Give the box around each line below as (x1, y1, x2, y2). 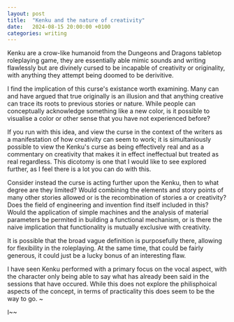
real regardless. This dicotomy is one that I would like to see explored (7, 158, 207, 166)
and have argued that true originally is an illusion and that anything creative (7, 92, 224, 101)
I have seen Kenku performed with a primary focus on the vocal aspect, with (7, 265, 227, 273)
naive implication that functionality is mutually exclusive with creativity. (7, 223, 211, 231)
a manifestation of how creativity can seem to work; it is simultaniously (7, 136, 212, 144)
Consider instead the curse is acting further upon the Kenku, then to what (7, 179, 219, 187)
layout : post (7, 10, 45, 17)
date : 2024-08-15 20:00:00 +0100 (7, 23, 111, 30)
